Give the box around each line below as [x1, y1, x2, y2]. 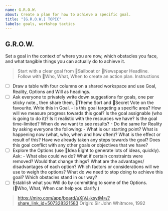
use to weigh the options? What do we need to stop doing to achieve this [12, 169, 163, 175]
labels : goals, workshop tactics [5, 21, 75, 26]
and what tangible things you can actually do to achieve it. [5, 58, 125, 64]
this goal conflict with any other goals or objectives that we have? [12, 142, 148, 148]
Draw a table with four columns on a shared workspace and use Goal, [12, 83, 157, 89]
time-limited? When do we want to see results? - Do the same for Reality [12, 121, 162, 127]
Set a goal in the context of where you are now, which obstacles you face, [5, 53, 158, 59]
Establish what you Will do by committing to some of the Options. [12, 179, 147, 185]
